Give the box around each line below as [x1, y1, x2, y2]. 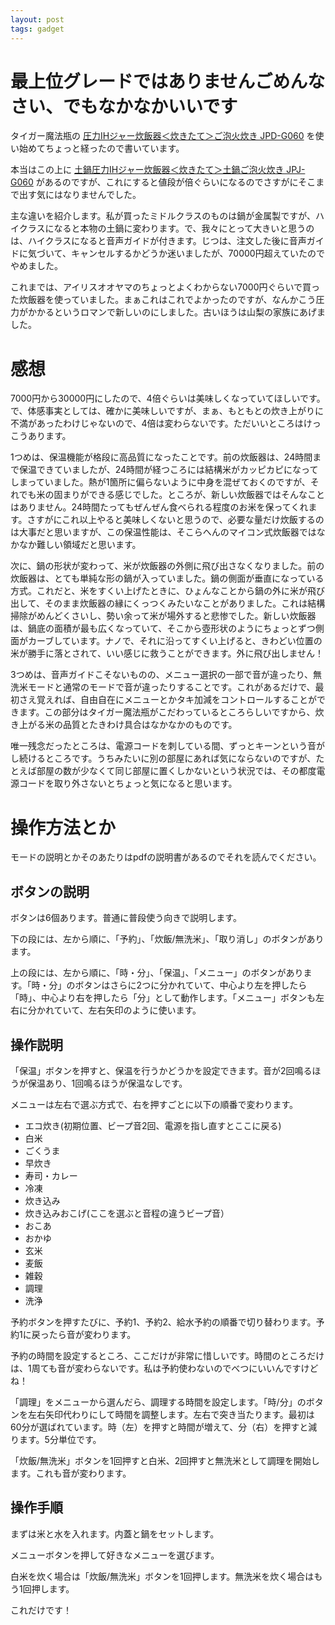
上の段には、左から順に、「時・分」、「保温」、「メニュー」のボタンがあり [10, 967, 304, 979]
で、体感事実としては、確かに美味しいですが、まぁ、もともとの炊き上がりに [10, 405, 325, 417]
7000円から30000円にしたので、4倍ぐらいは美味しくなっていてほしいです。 [10, 392, 326, 405]
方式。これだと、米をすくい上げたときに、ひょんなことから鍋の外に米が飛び [10, 585, 326, 597]
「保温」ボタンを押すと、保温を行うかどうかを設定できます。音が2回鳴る [10, 1064, 313, 1076]
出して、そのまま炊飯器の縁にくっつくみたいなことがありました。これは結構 [10, 597, 326, 610]
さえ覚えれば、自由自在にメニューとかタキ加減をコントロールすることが [18, 694, 317, 706]
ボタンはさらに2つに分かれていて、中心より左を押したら [74, 979, 308, 991]
